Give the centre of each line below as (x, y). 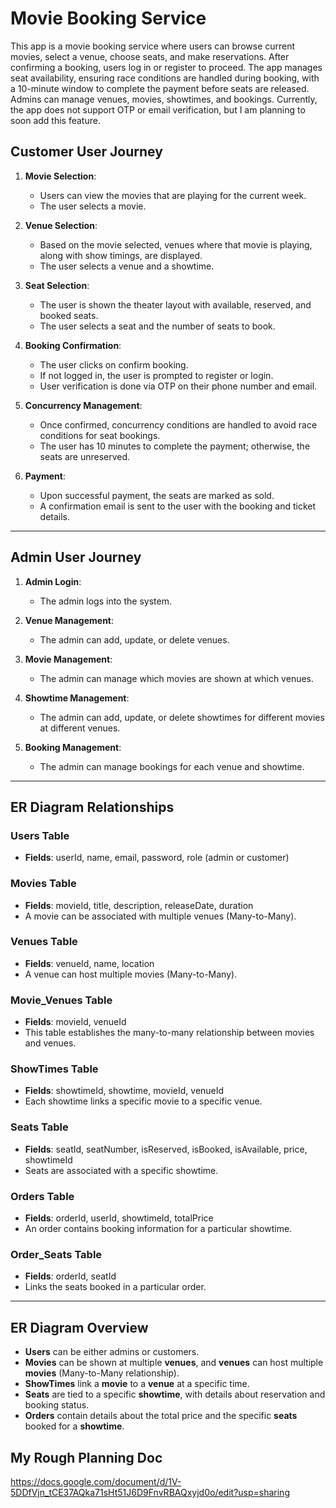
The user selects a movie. (93, 206)
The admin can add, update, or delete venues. (134, 639)
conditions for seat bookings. (100, 435)
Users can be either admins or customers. (112, 1352)
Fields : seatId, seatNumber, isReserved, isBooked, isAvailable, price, (166, 1149)
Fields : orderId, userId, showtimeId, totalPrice (119, 1218)
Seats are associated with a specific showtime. (121, 1170)
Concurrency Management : (83, 405)
